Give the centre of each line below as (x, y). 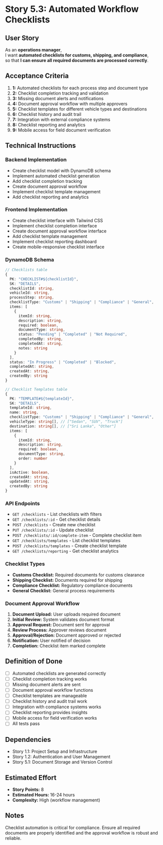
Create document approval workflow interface (59, 231)
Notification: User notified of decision (51, 640)
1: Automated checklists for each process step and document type (80, 88)
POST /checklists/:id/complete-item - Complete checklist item (77, 535)
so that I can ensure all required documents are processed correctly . (77, 60)
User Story (22, 38)
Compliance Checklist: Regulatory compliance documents (72, 585)
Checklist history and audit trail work (50, 701)
